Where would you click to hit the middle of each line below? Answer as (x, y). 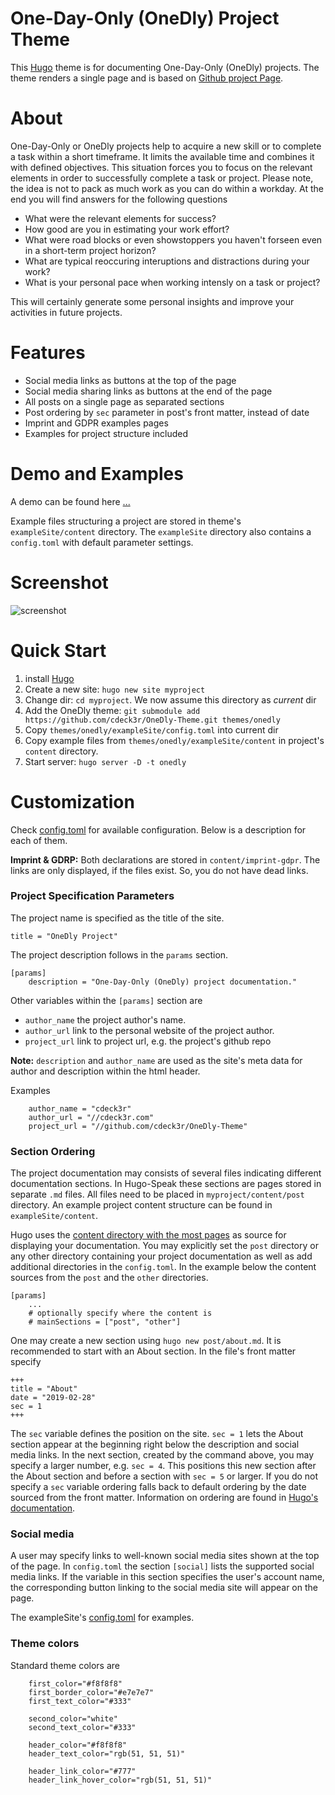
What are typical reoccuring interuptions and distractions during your (167, 261)
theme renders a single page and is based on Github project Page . (147, 78)
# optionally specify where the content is (120, 1313)
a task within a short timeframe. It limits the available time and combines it (162, 156)
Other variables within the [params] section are (106, 1000)
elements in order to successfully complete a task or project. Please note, (162, 178)
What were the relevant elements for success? (120, 218)
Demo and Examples (97, 474)
